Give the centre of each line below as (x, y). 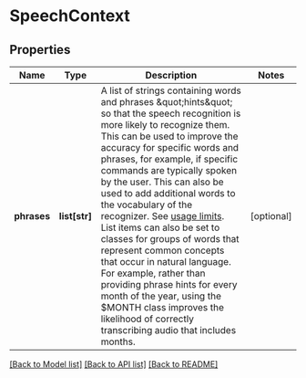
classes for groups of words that (170, 239)
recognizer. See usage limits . (163, 216)
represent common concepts (163, 250)
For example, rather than (153, 273)
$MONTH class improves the (163, 307)
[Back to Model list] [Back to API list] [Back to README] (114, 364)
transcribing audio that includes (168, 330)
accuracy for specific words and (170, 147)
